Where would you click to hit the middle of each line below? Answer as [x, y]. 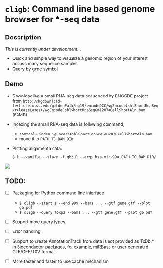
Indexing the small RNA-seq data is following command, [68, 124]
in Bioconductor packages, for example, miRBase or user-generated [80, 247]
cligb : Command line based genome [80, 9]
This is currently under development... [43, 49]
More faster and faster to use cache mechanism [60, 261]
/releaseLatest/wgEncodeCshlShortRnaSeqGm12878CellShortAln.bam [79, 110]
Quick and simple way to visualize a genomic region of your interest [80, 58]
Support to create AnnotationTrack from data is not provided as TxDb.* [83, 241]
